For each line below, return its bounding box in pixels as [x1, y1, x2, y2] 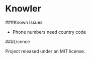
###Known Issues [5, 19, 43, 25]
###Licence [5, 38, 30, 45]
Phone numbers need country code [12, 29, 86, 35]
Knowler [5, 3, 41, 14]
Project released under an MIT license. [5, 48, 85, 54]
